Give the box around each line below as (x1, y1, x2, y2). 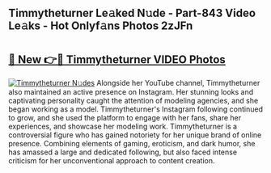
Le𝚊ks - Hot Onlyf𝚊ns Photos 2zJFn (8, 19, 193, 33)
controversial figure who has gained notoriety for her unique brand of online (8, 130, 262, 140)
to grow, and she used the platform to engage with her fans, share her (8, 113, 242, 122)
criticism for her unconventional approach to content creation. (8, 156, 215, 165)
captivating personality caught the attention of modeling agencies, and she (8, 96, 259, 105)
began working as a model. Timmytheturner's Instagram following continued (8, 104, 264, 114)
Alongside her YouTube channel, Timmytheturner (96, 78, 260, 87)
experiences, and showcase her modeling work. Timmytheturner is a (8, 121, 237, 131)
